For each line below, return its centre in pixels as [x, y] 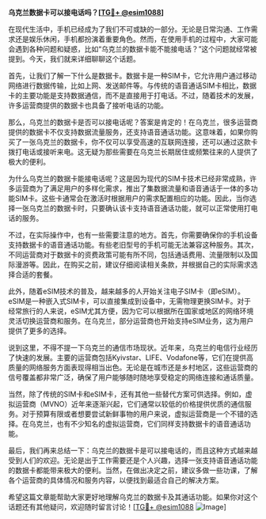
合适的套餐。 [36, 275]
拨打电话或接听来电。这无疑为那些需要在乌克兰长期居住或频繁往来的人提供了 [133, 152]
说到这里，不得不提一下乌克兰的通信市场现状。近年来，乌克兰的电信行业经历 [133, 348]
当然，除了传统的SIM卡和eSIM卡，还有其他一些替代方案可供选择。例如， [127, 394]
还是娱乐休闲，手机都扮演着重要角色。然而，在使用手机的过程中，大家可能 [136, 39]
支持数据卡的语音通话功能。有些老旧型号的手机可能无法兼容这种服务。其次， [133, 245]
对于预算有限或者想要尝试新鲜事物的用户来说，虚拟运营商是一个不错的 [136, 414]
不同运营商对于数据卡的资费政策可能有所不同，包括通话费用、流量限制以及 [129, 255]
